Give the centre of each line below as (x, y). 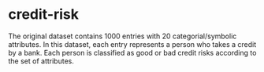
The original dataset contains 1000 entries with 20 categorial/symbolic (123, 36)
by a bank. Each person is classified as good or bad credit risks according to (132, 52)
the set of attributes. (41, 61)
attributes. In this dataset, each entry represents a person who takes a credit (132, 44)
